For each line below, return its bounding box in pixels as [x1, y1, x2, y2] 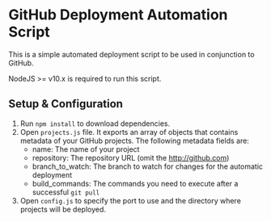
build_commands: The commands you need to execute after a [32, 178, 239, 188]
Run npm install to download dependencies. [19, 119, 171, 128]
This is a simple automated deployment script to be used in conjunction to [8, 49, 255, 59]
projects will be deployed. [19, 204, 107, 214]
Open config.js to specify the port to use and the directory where [19, 195, 241, 205]
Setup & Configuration [8, 97, 124, 111]
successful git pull [32, 187, 100, 197]
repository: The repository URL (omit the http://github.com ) [32, 153, 230, 162]
